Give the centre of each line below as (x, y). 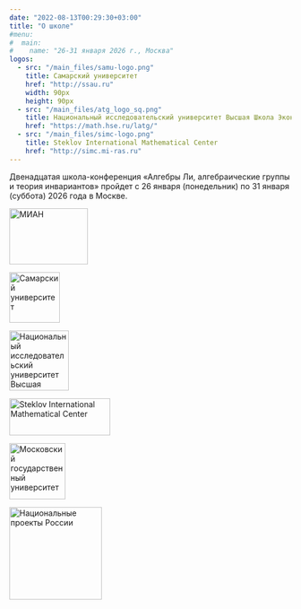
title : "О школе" (42, 26)
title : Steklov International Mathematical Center (122, 143)
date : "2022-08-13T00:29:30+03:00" (76, 17)
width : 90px (47, 92)
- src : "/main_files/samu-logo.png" (86, 68)
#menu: (21, 34)
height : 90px (50, 101)
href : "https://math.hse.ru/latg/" (92, 126)
